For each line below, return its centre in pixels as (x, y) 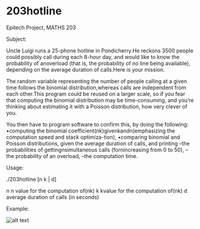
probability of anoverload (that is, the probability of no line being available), (98, 63)
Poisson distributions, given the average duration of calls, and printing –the (98, 143)
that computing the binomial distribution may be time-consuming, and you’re (100, 100)
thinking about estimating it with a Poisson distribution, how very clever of (97, 106)
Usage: (15, 168)
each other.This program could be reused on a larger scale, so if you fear (96, 94)
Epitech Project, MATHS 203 (41, 27)
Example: (18, 208)
